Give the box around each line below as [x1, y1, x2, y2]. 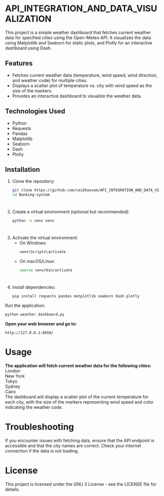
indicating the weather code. [5, 404, 63, 410]
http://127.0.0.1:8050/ [5, 330, 54, 335]
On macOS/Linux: [19, 259, 55, 264]
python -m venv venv [12, 218, 54, 223]
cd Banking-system [12, 193, 50, 197]
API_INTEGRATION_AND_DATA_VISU [5, 3, 158, 14]
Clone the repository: [12, 178, 55, 184]
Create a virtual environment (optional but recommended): [12, 209, 130, 215]
